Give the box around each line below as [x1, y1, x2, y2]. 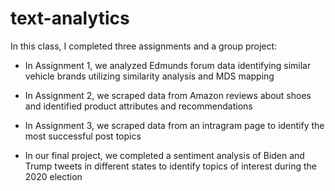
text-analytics [10, 7, 130, 30]
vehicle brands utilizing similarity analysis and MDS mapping [24, 70, 275, 82]
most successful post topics [24, 130, 142, 142]
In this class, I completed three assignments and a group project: [10, 40, 278, 52]
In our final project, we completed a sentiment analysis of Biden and [24, 149, 305, 161]
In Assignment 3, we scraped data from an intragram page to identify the [24, 119, 325, 131]
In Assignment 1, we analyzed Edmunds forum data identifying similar [24, 59, 312, 71]
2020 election [24, 170, 83, 182]
